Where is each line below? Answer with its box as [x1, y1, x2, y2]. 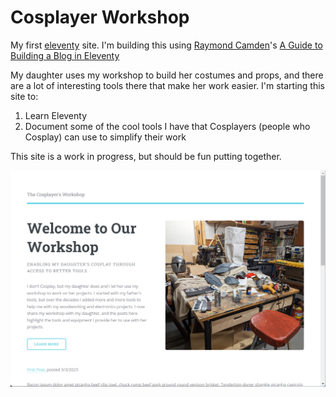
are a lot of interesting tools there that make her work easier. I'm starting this [10, 79, 325, 91]
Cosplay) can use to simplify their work [24, 131, 187, 143]
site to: [10, 90, 39, 102]
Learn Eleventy [24, 109, 88, 121]
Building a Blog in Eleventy [10, 49, 120, 61]
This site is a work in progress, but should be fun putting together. [10, 150, 282, 162]
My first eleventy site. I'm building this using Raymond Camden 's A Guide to [10, 39, 323, 51]
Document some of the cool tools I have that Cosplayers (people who [24, 120, 311, 132]
